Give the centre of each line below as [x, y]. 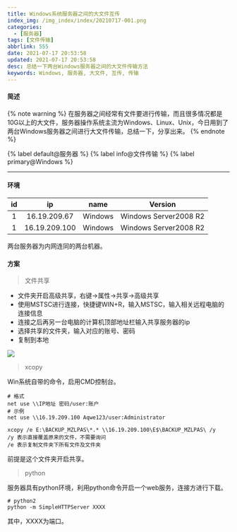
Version [163, 204]
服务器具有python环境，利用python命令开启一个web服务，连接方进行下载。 [117, 487]
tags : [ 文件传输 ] [31, 40]
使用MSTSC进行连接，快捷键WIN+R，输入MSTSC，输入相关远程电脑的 [121, 305]
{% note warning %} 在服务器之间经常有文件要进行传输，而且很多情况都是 [115, 113]
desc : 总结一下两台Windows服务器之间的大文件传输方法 [78, 66]
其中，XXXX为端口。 [38, 521]
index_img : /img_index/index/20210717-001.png [77, 20]
